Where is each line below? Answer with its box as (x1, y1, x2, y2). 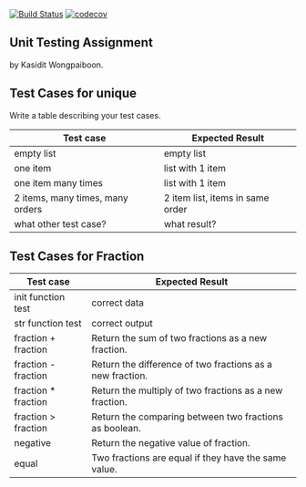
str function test (14, 317, 82, 330)
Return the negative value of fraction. (91, 437, 250, 450)
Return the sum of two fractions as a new (91, 332, 268, 345)
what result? (163, 217, 217, 230)
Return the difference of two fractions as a (91, 358, 273, 371)
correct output (91, 317, 153, 330)
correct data (91, 296, 144, 309)
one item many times (14, 176, 103, 189)
